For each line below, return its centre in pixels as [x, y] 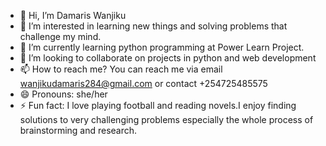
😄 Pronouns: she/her [63, 94]
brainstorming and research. [78, 130]
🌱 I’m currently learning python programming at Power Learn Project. [162, 47]
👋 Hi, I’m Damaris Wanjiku [73, 15]
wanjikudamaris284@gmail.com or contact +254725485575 [143, 83]
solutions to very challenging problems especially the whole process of [166, 119]
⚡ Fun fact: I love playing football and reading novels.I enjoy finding [158, 105]
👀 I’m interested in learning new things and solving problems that [153, 26]
